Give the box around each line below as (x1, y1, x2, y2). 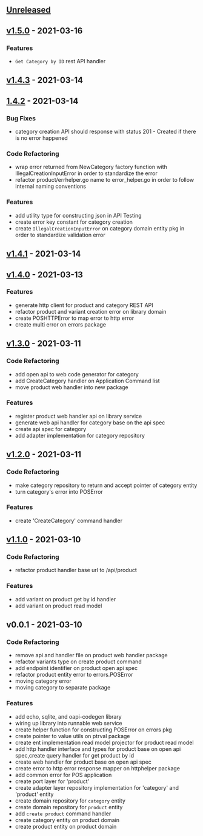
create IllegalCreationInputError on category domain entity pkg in (15, 224, 185, 232)
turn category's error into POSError (15, 488, 103, 495)
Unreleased (6, 5, 52, 15)
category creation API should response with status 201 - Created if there (15, 128, 196, 136)
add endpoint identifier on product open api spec (15, 665, 138, 672)
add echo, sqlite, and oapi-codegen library (15, 713, 122, 720)
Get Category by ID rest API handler (15, 58, 106, 65)
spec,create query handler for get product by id (15, 751, 135, 759)
